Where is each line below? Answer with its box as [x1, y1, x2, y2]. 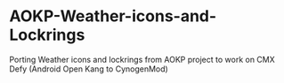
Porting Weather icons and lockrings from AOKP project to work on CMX [9, 54, 276, 64]
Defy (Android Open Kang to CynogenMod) [9, 64, 169, 74]
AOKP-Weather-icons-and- [9, 6, 217, 26]
